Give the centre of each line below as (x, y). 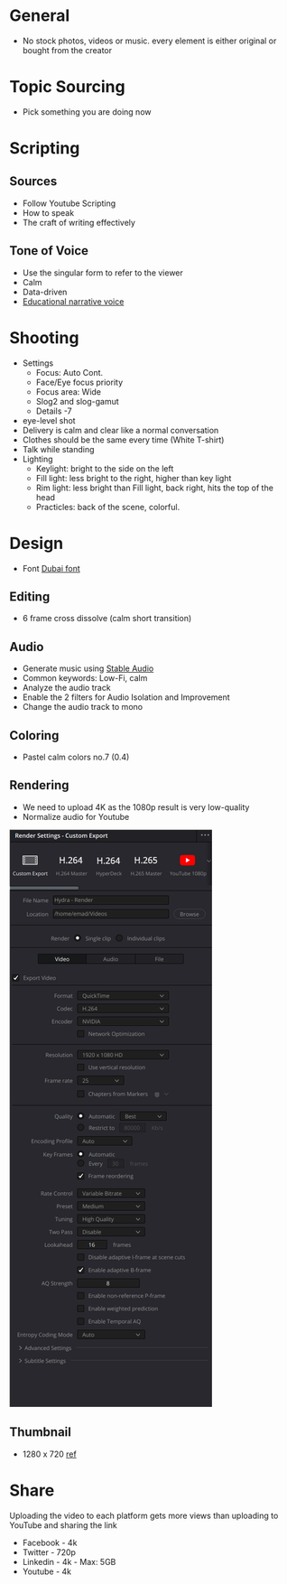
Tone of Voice (49, 251)
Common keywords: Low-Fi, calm (85, 678)
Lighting (37, 459)
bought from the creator (67, 50)
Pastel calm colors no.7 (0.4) (76, 757)
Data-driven (45, 292)
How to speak (48, 212)
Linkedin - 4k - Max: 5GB (69, 1561)
